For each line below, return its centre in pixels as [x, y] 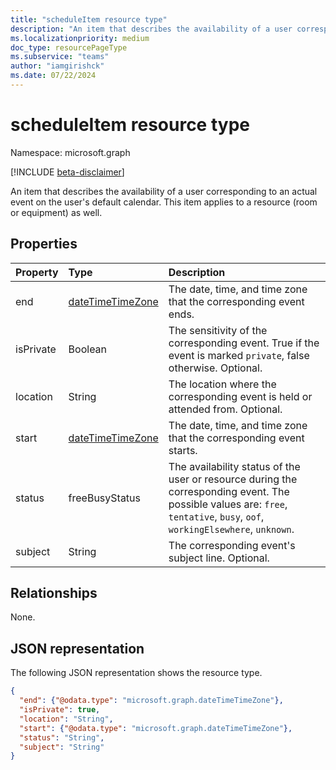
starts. [183, 450]
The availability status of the [234, 466]
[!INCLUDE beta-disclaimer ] [67, 172]
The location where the [222, 384]
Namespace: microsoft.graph [70, 152]
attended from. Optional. [225, 409]
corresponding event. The [229, 491]
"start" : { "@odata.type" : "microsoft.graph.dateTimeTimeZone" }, [156, 728]
